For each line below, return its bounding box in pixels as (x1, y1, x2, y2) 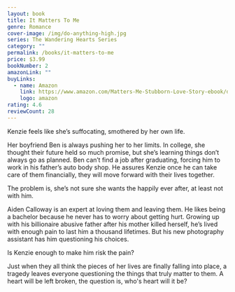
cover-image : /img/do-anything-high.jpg (7, 29, 127, 37)
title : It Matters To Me (7, 17, 80, 24)
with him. (7, 191, 34, 200)
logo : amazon (20, 95, 58, 102)
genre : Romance (7, 23, 52, 30)
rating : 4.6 (7, 102, 42, 109)
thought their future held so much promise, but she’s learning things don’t (7, 148, 220, 156)
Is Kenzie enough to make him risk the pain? (7, 248, 134, 256)
